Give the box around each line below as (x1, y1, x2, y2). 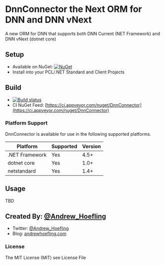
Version (82, 143, 101, 150)
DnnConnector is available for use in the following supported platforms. (5, 131, 152, 137)
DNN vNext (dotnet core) (5, 36, 56, 42)
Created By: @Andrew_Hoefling (5, 212, 106, 221)
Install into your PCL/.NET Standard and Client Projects (12, 69, 125, 75)
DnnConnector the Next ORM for (5, 3, 143, 15)
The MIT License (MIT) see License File (5, 255, 86, 261)
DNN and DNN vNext (5, 14, 92, 25)
